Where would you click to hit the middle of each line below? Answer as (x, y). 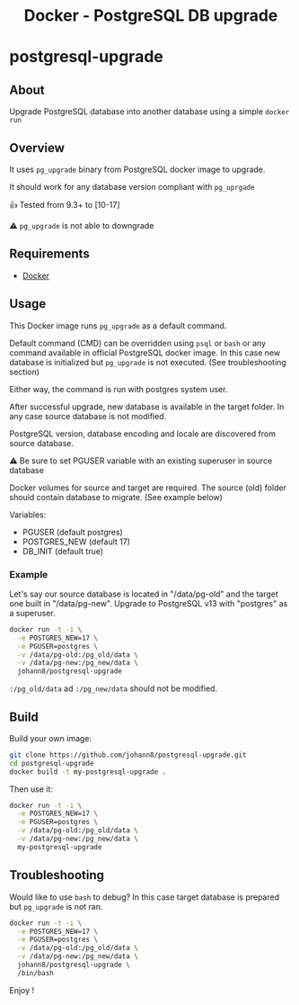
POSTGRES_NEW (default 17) (76, 542)
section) (25, 372)
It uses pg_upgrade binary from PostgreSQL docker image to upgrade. (137, 169)
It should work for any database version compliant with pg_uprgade (132, 187)
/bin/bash (35, 973)
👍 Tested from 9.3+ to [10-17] (65, 205)
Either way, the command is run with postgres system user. (119, 389)
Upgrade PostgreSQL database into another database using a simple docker (149, 112)
